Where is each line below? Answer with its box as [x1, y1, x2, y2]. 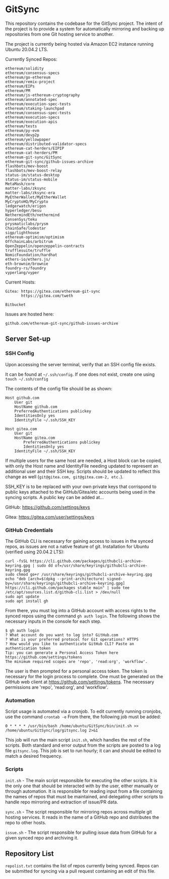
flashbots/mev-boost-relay [5, 168, 62, 173]
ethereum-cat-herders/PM [5, 150, 58, 155]
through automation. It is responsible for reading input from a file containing [5, 788, 163, 794]
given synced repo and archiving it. [5, 834, 79, 840]
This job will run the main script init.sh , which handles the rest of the [5, 737, 150, 743]
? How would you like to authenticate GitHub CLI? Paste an [5, 641, 135, 646]
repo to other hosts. [5, 819, 46, 825]
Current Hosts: [5, 279, 36, 285]
